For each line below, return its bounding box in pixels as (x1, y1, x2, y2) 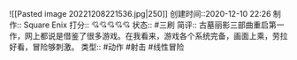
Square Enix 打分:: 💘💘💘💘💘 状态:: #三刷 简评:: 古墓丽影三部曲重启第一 (23, 19, 285, 30)
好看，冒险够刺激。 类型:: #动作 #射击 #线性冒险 (9, 41, 185, 52)
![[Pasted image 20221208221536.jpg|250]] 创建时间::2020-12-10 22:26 (9, 9, 271, 19)
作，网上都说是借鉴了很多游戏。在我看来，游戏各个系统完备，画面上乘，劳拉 (9, 31, 288, 41)
